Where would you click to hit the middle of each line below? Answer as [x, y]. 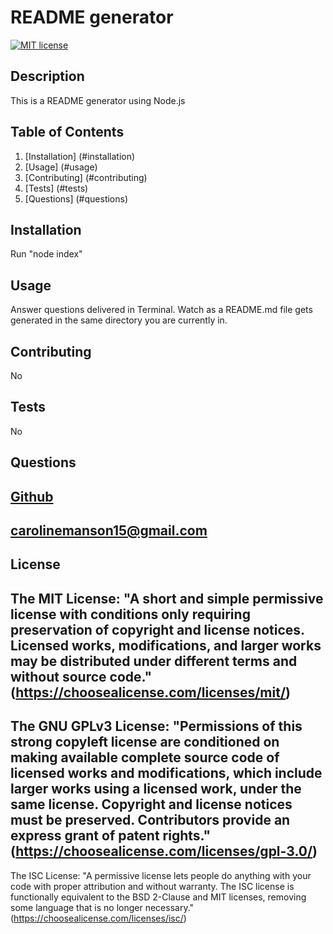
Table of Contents [67, 132]
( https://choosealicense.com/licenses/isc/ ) [98, 918]
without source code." [81, 676]
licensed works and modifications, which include [166, 773]
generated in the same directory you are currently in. [119, 320]
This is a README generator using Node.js [98, 100]
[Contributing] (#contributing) [86, 177]
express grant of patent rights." [111, 836]
